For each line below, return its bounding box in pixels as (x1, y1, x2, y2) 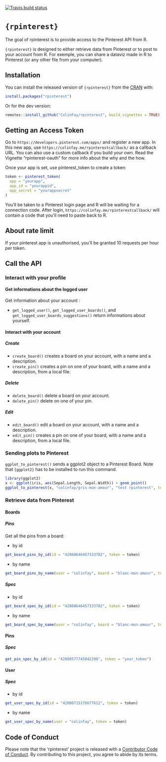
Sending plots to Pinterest (5, 450, 69, 457)
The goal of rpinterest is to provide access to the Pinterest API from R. (5, 36, 148, 42)
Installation (5, 71, 41, 79)
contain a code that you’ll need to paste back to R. (5, 212, 108, 218)
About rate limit (5, 227, 54, 235)
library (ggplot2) (5, 476, 41, 481)
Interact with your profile (5, 274, 66, 281)
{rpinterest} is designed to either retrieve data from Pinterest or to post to (5, 46, 158, 52)
